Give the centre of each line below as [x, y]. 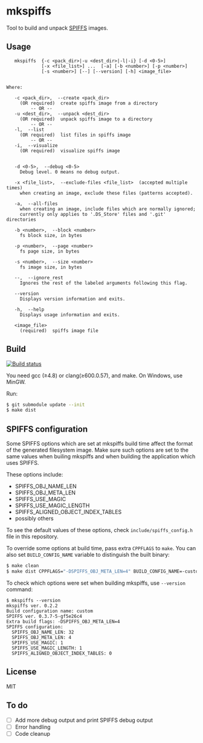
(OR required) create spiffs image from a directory [89, 103]
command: [20, 589]
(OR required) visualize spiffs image [70, 151]
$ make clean [23, 566]
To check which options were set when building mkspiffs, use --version [96, 583]
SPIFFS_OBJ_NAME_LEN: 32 [43, 632]
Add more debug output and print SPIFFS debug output [84, 720]
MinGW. [16, 381]
